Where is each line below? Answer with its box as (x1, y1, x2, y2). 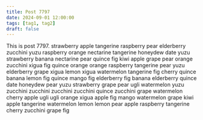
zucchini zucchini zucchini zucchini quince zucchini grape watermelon (6, 87, 183, 95)
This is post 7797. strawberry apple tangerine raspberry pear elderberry (6, 42, 186, 50)
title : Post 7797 (6, 8, 50, 15)
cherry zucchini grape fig (6, 107, 70, 114)
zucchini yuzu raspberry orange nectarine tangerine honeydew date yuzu (6, 49, 190, 56)
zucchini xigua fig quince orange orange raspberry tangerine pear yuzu (6, 62, 185, 69)
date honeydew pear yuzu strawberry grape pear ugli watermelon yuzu (6, 81, 185, 88)
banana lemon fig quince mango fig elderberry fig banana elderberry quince (6, 75, 197, 82)
